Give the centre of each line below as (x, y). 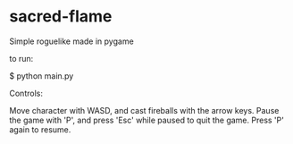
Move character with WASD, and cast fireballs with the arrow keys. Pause (144, 110)
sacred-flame (61, 17)
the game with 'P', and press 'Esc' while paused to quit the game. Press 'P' (146, 120)
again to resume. (40, 129)
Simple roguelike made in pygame (71, 41)
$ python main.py (42, 76)
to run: (21, 58)
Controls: (26, 93)
